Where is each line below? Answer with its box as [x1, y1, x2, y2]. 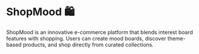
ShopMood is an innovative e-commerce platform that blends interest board [6, 28, 193, 36]
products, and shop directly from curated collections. [23, 41, 154, 48]
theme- [167, 35, 186, 42]
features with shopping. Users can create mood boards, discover [6, 35, 166, 42]
